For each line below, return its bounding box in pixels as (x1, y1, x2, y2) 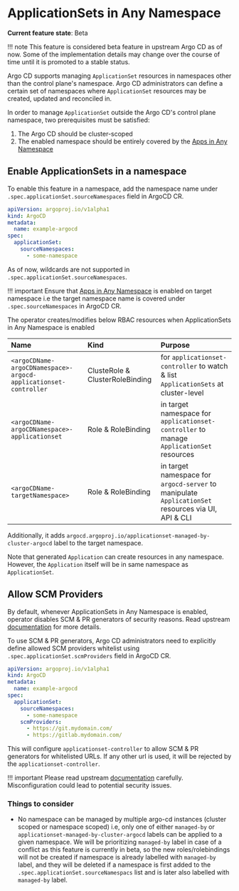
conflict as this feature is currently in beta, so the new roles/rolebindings (17, 845, 230, 854)
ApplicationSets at (160, 378, 224, 388)
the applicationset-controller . (7, 760, 100, 768)
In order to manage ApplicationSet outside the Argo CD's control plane (7, 108, 216, 116)
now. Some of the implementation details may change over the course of (7, 50, 221, 59)
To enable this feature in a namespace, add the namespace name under (7, 184, 218, 193)
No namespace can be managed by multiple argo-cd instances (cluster (17, 815, 226, 824)
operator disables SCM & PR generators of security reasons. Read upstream (7, 615, 230, 623)
